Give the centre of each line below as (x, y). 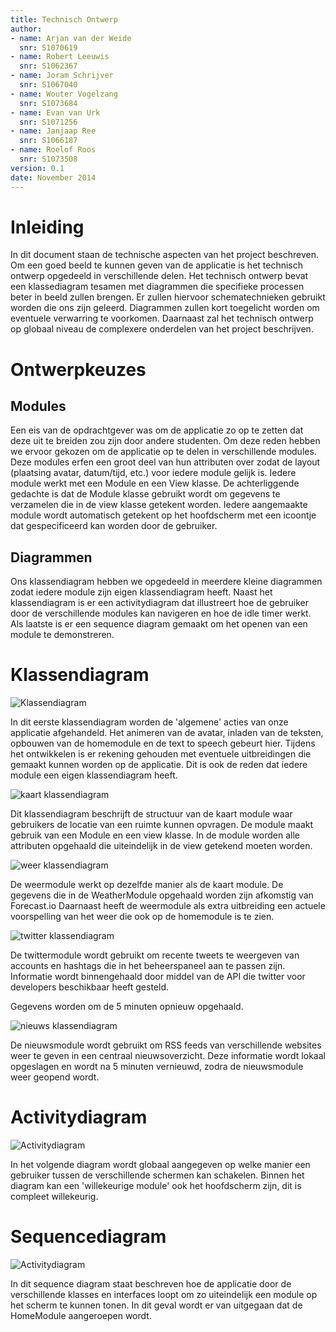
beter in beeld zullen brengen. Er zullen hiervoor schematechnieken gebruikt (168, 297)
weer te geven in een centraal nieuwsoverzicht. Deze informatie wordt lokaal (168, 1056)
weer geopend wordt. (55, 1077)
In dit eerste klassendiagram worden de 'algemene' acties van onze (149, 722)
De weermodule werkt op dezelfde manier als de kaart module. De (147, 885)
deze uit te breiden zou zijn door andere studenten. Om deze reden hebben (165, 441)
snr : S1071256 (48, 122)
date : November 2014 (53, 177)
